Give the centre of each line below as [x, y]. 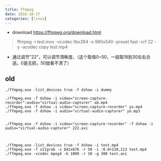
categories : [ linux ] [26, 18]
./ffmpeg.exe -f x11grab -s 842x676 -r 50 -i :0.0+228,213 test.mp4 [76, 150]
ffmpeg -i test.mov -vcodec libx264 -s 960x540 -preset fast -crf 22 [85, 42]
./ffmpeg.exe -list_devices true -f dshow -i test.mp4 [62, 145]
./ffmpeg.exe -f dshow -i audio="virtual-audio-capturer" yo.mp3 [72, 111]
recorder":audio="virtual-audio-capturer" [49, 103]
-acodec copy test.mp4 [44, 47]
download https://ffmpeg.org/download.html [56, 33]
